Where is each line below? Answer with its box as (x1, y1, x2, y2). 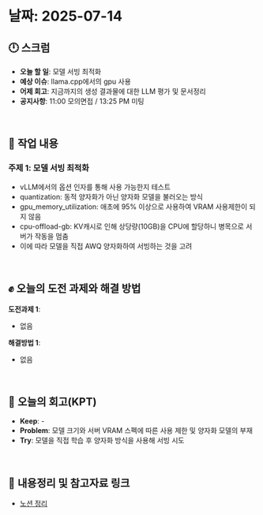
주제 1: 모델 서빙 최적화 (8, 162, 89, 174)
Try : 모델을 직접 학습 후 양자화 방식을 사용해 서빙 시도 (19, 435, 185, 446)
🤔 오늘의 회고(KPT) (8, 395, 97, 409)
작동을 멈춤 (34, 231, 69, 241)
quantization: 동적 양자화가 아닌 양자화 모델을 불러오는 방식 (19, 192, 204, 201)
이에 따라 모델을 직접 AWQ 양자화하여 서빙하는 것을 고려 (19, 241, 193, 251)
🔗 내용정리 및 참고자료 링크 (8, 476, 130, 490)
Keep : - (19, 416, 45, 426)
